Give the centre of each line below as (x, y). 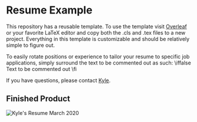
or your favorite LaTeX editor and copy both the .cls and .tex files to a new (96, 32)
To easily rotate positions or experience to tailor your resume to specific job (98, 56)
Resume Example (49, 10)
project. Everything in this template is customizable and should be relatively (98, 39)
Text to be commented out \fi (41, 69)
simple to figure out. (30, 45)
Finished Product (38, 99)
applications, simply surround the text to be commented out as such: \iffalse (99, 63)
